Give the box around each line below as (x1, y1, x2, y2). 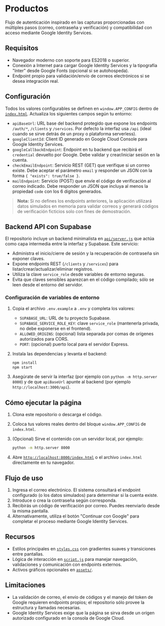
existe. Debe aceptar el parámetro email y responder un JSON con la (12, 167, 153, 173)
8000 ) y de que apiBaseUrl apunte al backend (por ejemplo (12, 379, 131, 385)
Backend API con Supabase (5, 222, 92, 231)
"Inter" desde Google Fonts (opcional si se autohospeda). (12, 68, 129, 73)
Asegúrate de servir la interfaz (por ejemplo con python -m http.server (12, 374, 158, 380)
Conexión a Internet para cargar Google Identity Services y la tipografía (12, 62, 158, 68)
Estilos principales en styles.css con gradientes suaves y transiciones (12, 546, 156, 552)
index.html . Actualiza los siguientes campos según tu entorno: (5, 110, 132, 116)
